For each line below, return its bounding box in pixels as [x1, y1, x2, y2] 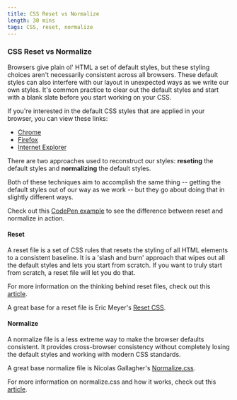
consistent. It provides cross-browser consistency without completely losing [7, 343, 230, 351]
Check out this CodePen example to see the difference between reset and [7, 206, 224, 215]
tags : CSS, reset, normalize [7, 23, 93, 30]
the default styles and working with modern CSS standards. [7, 351, 182, 359]
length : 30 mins [7, 17, 55, 24]
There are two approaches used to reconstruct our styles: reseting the [7, 156, 214, 165]
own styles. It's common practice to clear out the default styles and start [7, 86, 219, 94]
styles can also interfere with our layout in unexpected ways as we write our [7, 78, 229, 86]
